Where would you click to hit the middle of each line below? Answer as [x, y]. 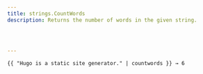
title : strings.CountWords [46, 13]
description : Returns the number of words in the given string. [102, 20]
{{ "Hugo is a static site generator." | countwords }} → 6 [96, 63]
